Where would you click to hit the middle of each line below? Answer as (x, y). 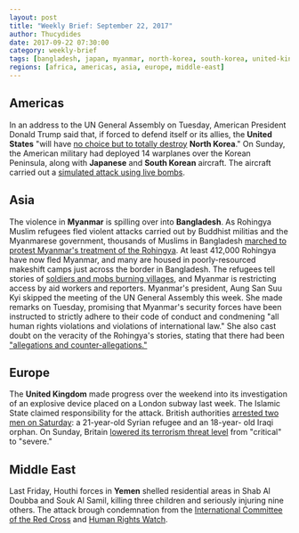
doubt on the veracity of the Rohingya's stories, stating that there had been (147, 335)
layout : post (33, 17)
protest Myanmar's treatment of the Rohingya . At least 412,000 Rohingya (143, 250)
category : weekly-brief (53, 51)
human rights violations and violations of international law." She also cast (143, 325)
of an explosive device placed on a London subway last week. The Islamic (145, 404)
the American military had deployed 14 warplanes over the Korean (130, 153)
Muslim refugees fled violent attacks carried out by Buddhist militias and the (149, 231)
